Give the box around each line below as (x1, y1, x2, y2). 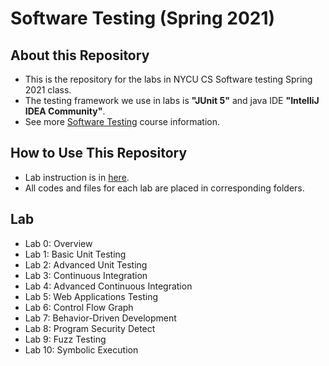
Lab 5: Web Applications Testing (24, 290, 158, 302)
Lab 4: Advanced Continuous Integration (24, 280, 193, 292)
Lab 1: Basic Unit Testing (24, 248, 127, 260)
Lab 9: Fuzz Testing (24, 333, 107, 345)
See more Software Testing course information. (24, 116, 220, 127)
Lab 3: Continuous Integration (24, 269, 148, 281)
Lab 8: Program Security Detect (24, 322, 156, 334)
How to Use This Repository (10, 145, 188, 162)
